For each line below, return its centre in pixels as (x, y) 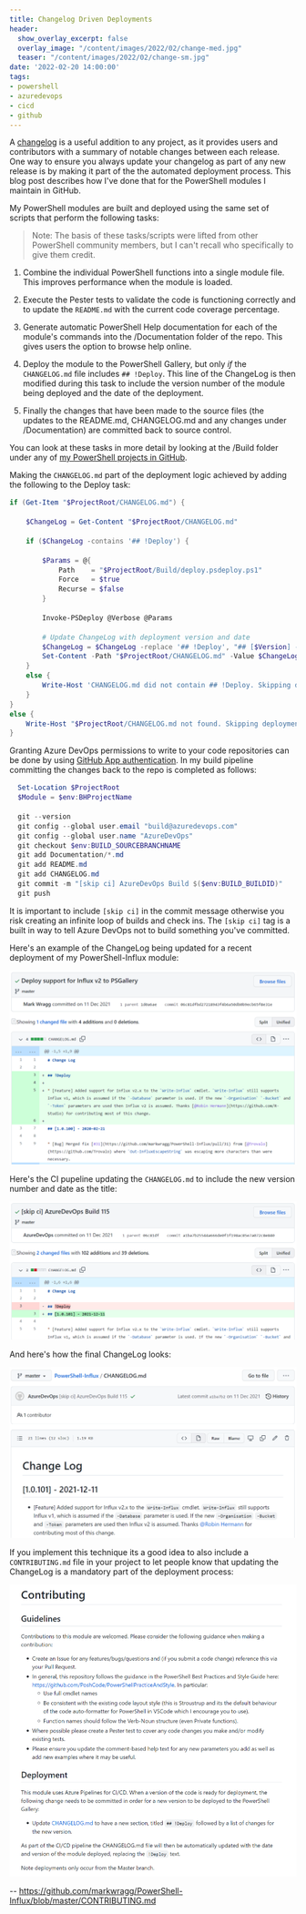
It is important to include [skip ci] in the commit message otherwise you (147, 911)
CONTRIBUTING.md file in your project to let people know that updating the (144, 1562)
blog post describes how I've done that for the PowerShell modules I (138, 181)
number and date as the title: (63, 1189)
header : (24, 29)
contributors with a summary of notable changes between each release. (145, 152)
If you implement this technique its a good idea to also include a (129, 1552)
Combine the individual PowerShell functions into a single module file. (153, 272)
